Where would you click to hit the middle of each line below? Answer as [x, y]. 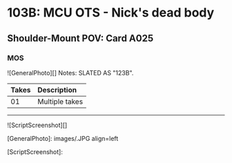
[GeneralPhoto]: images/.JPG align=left [63, 138]
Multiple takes [60, 102]
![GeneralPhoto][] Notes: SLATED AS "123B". [70, 73]
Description [57, 90]
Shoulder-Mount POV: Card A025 [80, 38]
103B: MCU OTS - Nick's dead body [111, 13]
